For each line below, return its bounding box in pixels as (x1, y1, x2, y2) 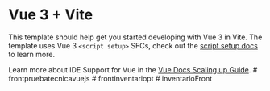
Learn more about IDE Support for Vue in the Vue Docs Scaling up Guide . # (8, 64, 258, 74)
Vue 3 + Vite (8, 6, 93, 24)
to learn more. (8, 49, 55, 59)
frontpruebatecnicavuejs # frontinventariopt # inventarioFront (8, 73, 213, 83)
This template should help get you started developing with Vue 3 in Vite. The (8, 32, 263, 42)
